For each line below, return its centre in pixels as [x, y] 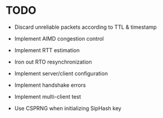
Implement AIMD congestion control [59, 38]
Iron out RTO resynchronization [53, 62]
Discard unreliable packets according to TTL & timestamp [85, 27]
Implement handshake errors [50, 85]
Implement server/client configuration [61, 73]
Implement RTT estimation [47, 50]
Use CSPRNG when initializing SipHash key [68, 108]
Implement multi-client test [48, 96]
